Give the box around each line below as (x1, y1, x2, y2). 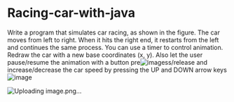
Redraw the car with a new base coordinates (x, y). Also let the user (7, 51, 203, 59)
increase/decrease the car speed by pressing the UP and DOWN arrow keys (7, 65, 228, 74)
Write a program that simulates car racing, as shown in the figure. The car (7, 28, 221, 37)
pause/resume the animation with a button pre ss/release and (7, 58, 208, 66)
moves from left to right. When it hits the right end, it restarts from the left (7, 35, 219, 44)
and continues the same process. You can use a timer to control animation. (7, 43, 223, 51)
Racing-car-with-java (7, 5, 135, 21)
